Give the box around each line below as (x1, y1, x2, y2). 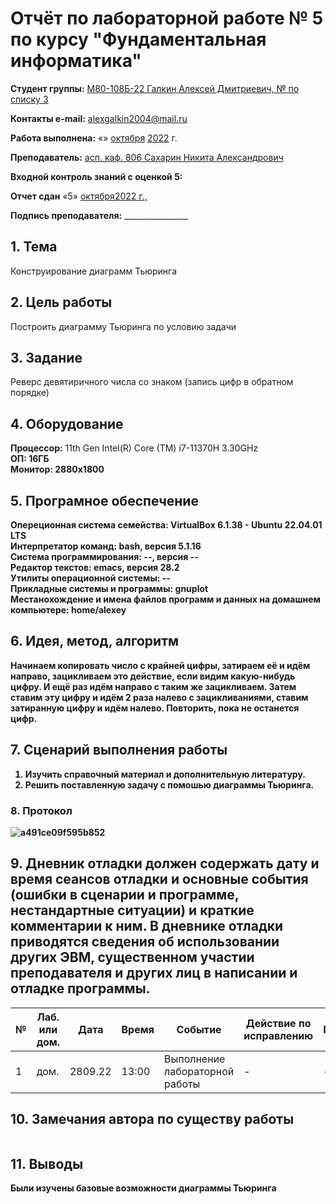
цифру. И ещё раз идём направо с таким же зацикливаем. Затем (10, 680, 297, 692)
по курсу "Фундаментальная (10, 28, 267, 51)
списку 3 (10, 93, 49, 105)
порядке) (10, 387, 50, 399)
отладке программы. (10, 980, 151, 997)
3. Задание (10, 349, 83, 366)
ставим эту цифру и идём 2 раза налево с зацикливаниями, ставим (10, 691, 309, 703)
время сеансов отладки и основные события (10, 871, 309, 888)
